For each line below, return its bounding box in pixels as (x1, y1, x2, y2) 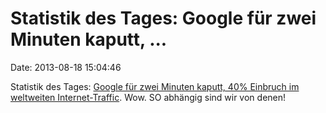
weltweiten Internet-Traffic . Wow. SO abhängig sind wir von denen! (10, 91, 287, 103)
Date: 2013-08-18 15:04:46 (10, 61, 122, 73)
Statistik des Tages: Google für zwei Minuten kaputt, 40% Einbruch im (10, 80, 300, 92)
